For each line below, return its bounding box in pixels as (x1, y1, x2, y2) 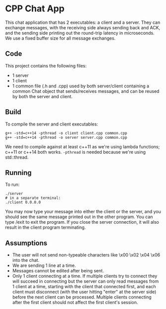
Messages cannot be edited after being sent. (12, 268, 104, 274)
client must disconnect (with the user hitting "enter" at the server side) (12, 289, 157, 295)
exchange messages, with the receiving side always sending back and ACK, (5, 24, 161, 30)
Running (5, 168, 32, 177)
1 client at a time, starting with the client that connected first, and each (12, 284, 156, 290)
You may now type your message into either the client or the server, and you (5, 209, 161, 215)
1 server (12, 72, 29, 78)
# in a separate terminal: (5, 195, 61, 201)
